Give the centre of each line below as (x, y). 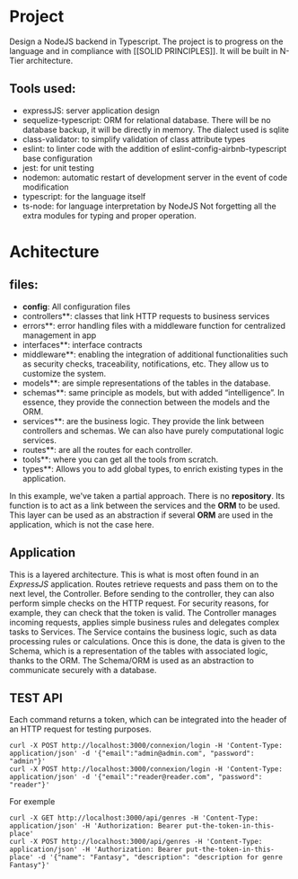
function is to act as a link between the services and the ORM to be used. (145, 505)
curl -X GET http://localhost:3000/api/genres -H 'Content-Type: (134, 818)
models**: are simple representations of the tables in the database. (146, 383)
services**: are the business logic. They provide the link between (143, 421)
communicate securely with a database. (83, 670)
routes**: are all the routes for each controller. (107, 449)
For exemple (32, 802)
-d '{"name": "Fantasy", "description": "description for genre (160, 857)
